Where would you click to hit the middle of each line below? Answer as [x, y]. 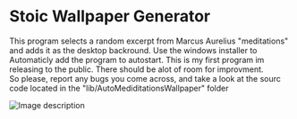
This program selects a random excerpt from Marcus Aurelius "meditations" [149, 41]
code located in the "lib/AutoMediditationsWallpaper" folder [119, 88]
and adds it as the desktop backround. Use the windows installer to [133, 50]
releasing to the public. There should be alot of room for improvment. [136, 69]
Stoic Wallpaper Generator [110, 16]
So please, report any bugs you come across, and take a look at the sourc [145, 78]
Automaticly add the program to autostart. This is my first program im [137, 59]
